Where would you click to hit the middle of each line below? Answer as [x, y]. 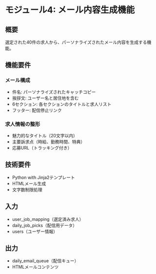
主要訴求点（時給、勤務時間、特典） [49, 142]
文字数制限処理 [27, 190]
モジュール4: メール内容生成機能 [70, 10]
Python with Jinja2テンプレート [43, 177]
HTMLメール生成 [29, 183]
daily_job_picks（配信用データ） [44, 225]
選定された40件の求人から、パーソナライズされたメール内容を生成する [76, 42]
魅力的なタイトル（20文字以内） [45, 135]
